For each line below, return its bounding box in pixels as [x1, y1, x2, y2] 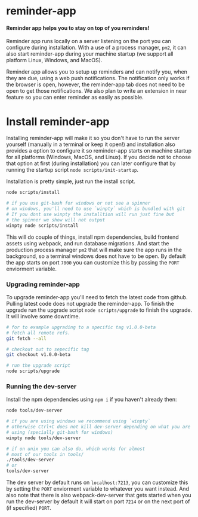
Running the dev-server [6, 382, 77, 390]
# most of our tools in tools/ [6, 451, 84, 457]
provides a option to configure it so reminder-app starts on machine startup [6, 147, 192, 154]
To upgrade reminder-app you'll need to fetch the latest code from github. [6, 293, 188, 300]
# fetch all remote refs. [6, 330, 70, 336]
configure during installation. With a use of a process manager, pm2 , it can [6, 44, 187, 51]
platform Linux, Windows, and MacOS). [6, 57, 103, 64]
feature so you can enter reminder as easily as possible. [6, 94, 144, 101]
